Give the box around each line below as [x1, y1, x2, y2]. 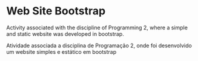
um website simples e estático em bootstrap [6, 48, 117, 55]
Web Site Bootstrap [6, 4, 106, 18]
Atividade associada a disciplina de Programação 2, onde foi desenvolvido [6, 42, 192, 49]
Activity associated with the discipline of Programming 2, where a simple [6, 24, 188, 31]
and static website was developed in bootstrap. [6, 30, 124, 37]
